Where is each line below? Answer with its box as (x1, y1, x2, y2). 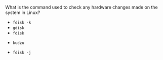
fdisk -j (12, 50, 31, 55)
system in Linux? (5, 9, 40, 15)
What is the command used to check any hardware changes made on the (5, 4, 158, 10)
